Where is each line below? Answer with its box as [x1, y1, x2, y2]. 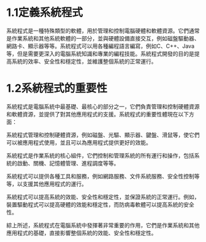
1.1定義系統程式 [6, 6, 83, 20]
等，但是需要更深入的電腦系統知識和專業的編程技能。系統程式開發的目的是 [6, 50, 194, 57]
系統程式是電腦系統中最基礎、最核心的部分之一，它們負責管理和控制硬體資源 [6, 102, 200, 110]
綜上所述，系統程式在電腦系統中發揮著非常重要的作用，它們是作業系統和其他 [6, 221, 200, 229]
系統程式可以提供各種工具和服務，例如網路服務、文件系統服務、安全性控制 [6, 172, 194, 180]
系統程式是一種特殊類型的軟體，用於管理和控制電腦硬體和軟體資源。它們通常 [6, 27, 200, 34]
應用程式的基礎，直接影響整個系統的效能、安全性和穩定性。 [6, 229, 157, 236]
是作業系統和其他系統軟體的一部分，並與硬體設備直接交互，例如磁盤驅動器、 [6, 34, 200, 42]
